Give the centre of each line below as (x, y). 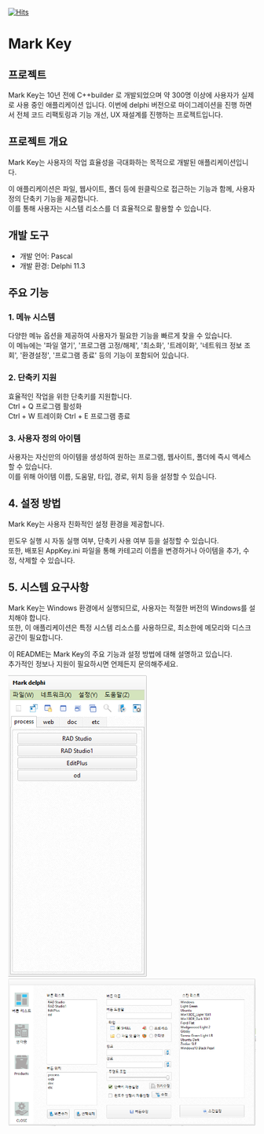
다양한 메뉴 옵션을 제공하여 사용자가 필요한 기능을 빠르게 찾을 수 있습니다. (120, 336)
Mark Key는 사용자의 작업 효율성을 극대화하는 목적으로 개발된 (102, 162)
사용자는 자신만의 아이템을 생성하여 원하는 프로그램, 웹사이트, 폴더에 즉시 (119, 456)
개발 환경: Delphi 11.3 (52, 265)
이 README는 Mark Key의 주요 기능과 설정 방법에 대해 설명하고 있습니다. (121, 654)
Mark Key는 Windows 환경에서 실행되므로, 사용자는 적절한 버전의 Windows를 (128, 608)
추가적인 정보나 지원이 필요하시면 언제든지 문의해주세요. (93, 664)
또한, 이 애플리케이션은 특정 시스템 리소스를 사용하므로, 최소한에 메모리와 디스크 (130, 627)
